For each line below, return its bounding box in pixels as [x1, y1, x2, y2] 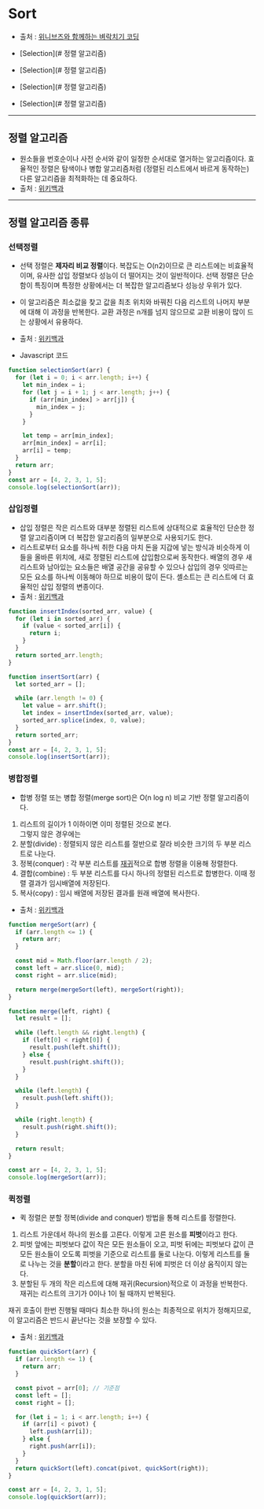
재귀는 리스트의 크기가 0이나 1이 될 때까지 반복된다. [19, 1289, 176, 1299]
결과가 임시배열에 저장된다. [27, 878, 111, 887]
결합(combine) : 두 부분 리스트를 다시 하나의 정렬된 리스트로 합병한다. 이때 [19, 868, 247, 878]
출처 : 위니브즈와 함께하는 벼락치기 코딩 [19, 32, 140, 41]
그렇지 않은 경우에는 [19, 829, 81, 838]
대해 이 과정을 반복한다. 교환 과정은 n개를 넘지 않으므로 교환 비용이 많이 [27, 307, 246, 317]
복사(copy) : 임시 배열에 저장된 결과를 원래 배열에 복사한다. [19, 888, 200, 898]
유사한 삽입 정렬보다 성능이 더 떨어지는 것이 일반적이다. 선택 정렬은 [36, 271, 240, 281]
